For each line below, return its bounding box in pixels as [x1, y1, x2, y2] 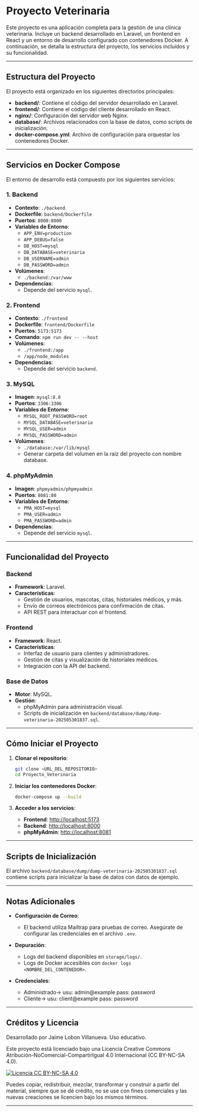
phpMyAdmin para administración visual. [23, 703, 123, 711]
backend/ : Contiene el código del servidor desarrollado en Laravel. [14, 99, 179, 106]
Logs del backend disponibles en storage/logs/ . [23, 953, 142, 960]
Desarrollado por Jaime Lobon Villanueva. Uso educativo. [6, 1034, 147, 1041]
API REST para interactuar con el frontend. [23, 608, 127, 616]
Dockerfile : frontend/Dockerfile [14, 321, 95, 328]
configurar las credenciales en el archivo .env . [23, 930, 137, 937]
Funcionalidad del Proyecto [6, 552, 110, 563]
